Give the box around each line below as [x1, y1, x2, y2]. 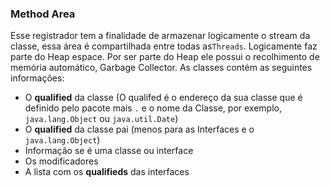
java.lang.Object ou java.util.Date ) [24, 113, 179, 125]
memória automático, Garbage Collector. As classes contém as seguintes [10, 62, 313, 74]
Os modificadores [24, 155, 99, 167]
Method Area [10, 7, 76, 21]
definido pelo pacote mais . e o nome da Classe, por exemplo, [24, 102, 282, 114]
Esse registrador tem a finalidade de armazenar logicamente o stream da [10, 30, 311, 42]
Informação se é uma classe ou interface [24, 145, 194, 157]
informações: [10, 72, 65, 84]
